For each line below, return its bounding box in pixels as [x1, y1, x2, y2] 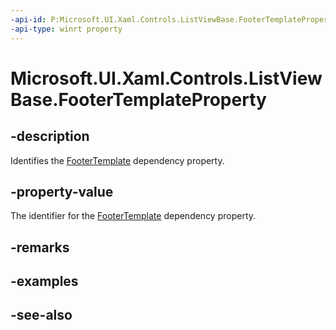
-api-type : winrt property [10, 24, 123, 34]
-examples [10, 273, 79, 290]
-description [10, 128, 90, 145]
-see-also [10, 307, 73, 324]
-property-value [10, 183, 114, 200]
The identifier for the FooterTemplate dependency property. [10, 210, 257, 222]
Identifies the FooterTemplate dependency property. [10, 154, 225, 166]
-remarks [10, 239, 70, 256]
